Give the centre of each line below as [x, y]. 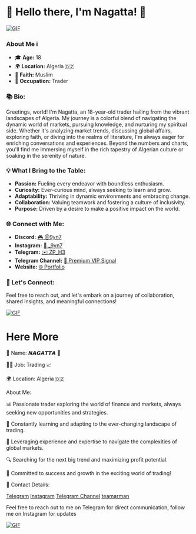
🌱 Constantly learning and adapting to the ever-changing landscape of [92, 424]
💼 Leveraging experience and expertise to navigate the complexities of [92, 442]
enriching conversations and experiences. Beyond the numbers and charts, [97, 143]
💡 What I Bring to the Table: [46, 171]
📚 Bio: [16, 97]
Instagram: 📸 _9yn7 [39, 246]
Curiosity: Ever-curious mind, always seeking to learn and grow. [93, 190]
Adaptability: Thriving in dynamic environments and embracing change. [102, 196]
